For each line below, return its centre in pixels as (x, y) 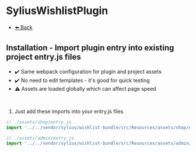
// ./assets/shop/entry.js (39, 122)
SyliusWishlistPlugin (57, 11)
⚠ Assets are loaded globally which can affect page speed (85, 88)
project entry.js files (43, 57)
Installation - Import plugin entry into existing (90, 48)
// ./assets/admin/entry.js (40, 138)
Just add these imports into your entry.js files (69, 111)
